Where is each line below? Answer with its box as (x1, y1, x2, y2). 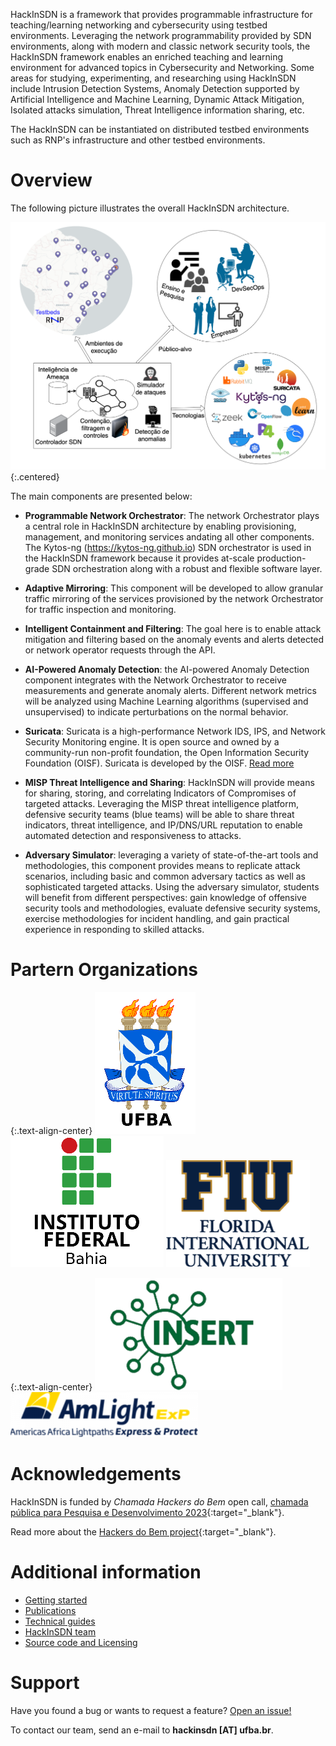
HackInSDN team (24, 1625, 97, 1638)
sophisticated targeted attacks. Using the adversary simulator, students (24, 881, 320, 893)
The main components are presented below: (10, 490, 193, 503)
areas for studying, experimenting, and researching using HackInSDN (10, 72, 297, 84)
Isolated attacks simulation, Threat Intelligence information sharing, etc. (10, 104, 305, 116)
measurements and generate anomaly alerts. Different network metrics (24, 685, 317, 697)
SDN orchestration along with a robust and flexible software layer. (51, 563, 323, 575)
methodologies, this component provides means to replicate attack (24, 860, 301, 872)
